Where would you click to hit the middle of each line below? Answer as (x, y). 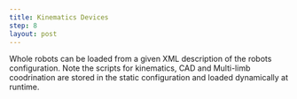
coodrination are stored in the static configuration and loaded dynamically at (149, 78)
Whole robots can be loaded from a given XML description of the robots (141, 59)
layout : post (33, 34)
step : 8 (23, 26)
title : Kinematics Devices (59, 17)
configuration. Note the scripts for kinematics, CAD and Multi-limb (130, 68)
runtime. (24, 87)
